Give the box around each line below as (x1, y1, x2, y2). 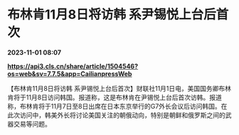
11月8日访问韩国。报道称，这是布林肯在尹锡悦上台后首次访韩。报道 (26, 93, 223, 102)
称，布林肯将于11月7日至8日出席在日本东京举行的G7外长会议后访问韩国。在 (7, 102, 228, 110)
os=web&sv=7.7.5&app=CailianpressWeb (7, 69, 132, 78)
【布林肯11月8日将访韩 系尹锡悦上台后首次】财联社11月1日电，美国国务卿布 (7, 84, 225, 92)
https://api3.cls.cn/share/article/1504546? (7, 62, 139, 70)
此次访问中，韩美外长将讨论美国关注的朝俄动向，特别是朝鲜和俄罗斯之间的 (7, 111, 225, 119)
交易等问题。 (13, 119, 51, 128)
